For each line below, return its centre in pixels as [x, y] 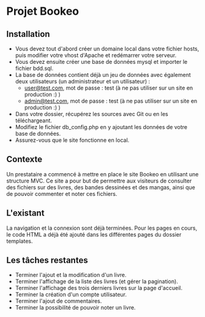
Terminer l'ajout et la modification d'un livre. [71, 275]
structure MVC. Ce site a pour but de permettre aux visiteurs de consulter [99, 181]
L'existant [25, 213]
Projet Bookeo [43, 11]
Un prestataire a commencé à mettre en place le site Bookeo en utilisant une [102, 174]
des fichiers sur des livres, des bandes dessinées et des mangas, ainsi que [101, 187]
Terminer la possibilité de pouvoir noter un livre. [75, 308]
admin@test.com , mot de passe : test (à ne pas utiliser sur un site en [111, 101]
